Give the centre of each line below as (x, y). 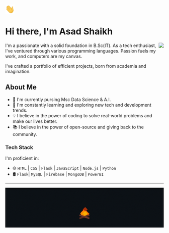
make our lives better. (35, 121)
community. (25, 134)
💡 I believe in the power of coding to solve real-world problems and (82, 115)
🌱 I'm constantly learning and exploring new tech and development (82, 105)
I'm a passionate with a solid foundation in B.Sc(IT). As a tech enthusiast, (81, 45)
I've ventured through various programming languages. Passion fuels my (80, 51)
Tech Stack (19, 147)
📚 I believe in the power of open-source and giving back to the (78, 127)
